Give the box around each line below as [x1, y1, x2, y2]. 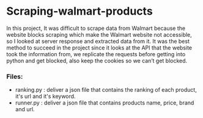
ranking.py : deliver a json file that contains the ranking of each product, [15, 86, 197, 94]
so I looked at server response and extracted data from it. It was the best [6, 37, 190, 45]
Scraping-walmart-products [6, 4, 153, 18]
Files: [6, 72, 23, 81]
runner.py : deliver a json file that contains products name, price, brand [15, 99, 194, 106]
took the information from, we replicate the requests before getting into [6, 50, 186, 57]
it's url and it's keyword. [15, 93, 76, 100]
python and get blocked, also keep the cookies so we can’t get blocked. [6, 57, 188, 64]
